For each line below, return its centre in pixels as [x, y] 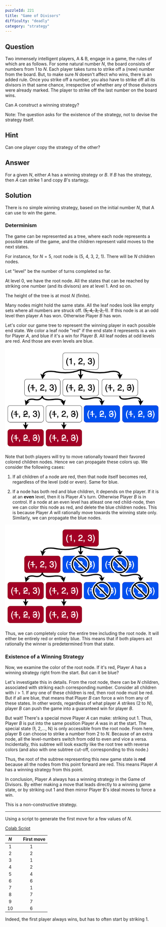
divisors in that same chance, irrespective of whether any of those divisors [81, 85]
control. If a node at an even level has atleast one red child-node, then [84, 502]
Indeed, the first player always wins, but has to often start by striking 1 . [77, 919]
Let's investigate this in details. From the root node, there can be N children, [82, 682]
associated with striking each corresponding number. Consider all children [81, 687]
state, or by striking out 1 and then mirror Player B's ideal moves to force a [80, 790]
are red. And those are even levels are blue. [49, 341]
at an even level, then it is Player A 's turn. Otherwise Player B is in [79, 496]
